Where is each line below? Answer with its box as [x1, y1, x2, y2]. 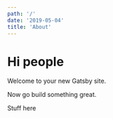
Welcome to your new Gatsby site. [7, 77, 107, 85]
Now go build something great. [7, 91, 97, 99]
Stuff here [7, 104, 36, 112]
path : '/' [7, 10, 36, 18]
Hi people [7, 53, 65, 70]
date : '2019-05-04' [7, 17, 65, 24]
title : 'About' [7, 23, 52, 30]
